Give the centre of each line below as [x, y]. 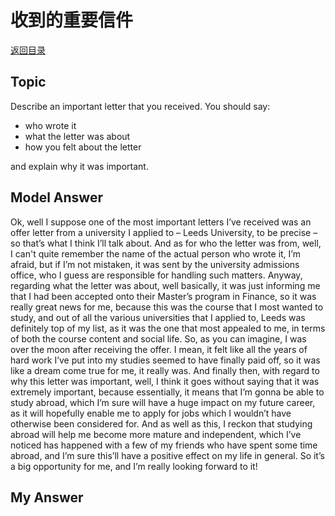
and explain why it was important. [79, 166]
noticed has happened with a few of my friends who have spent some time [164, 445]
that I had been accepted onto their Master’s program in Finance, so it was [163, 296]
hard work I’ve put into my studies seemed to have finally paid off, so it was [165, 360]
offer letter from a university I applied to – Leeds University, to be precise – [164, 232]
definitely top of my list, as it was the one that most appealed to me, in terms [168, 328]
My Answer [47, 497]
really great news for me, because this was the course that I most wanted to [167, 307]
